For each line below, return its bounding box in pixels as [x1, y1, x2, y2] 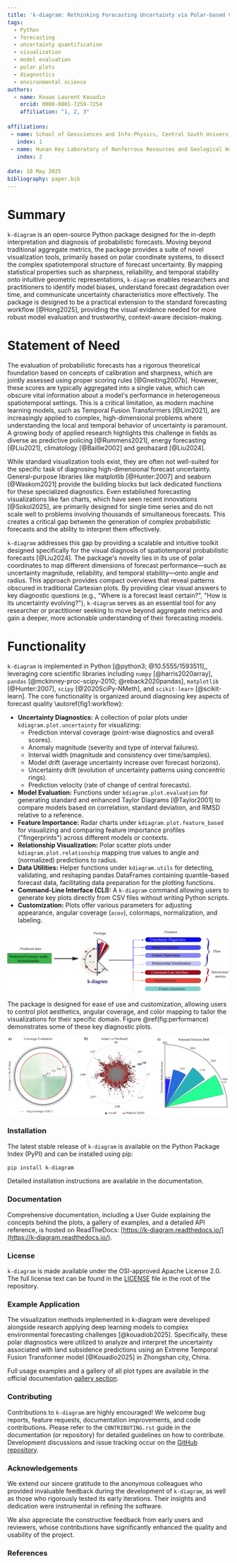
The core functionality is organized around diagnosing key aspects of [28, 691, 229, 700]
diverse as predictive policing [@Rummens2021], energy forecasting [7, 435, 207, 445]
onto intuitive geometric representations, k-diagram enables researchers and [7, 275, 229, 283]
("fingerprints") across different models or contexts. [17, 833, 169, 841]
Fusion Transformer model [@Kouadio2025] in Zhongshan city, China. [7, 1353, 211, 1362]
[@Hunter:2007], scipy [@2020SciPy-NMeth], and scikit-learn [7, 684, 194, 693]
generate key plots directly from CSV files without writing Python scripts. [17, 893, 229, 901]
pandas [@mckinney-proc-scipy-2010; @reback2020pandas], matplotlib [7, 677, 219, 685]
